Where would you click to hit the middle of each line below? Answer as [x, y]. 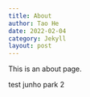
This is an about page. [45, 69]
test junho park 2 [37, 85]
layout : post [30, 46]
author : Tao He [34, 23]
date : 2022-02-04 [37, 31]
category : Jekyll [37, 38]
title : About [30, 16]
